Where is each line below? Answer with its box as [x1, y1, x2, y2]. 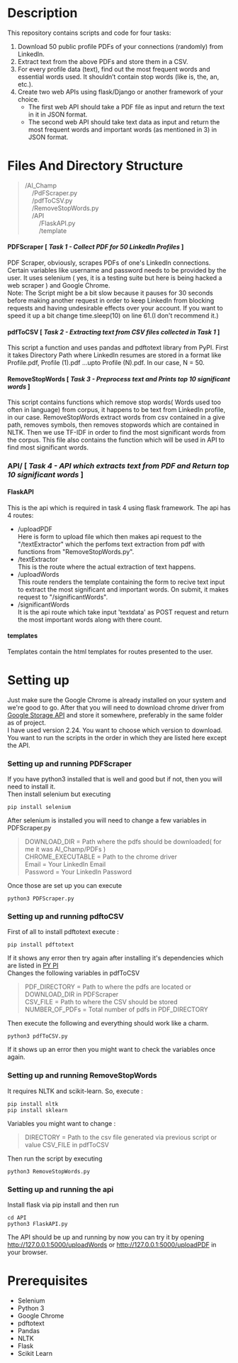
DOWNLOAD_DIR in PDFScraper [24, 990, 119, 999]
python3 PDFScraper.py [7, 895, 74, 903]
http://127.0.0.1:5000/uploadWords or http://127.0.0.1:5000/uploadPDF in [7, 1240, 217, 1249]
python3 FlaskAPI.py [7, 1220, 69, 1227]
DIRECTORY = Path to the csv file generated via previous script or [24, 1133, 217, 1141]
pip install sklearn [7, 1107, 69, 1114]
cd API [7, 1214, 27, 1221]
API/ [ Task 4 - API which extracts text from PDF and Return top [7, 461, 229, 471]
